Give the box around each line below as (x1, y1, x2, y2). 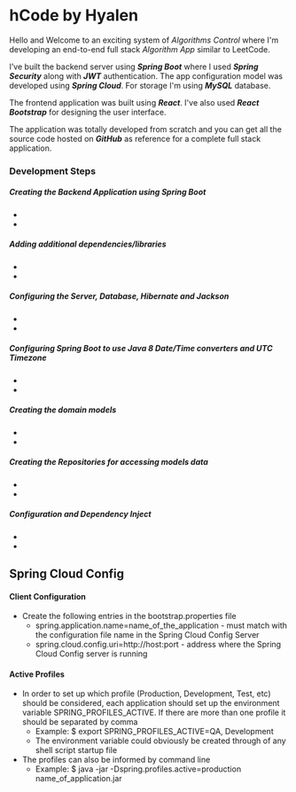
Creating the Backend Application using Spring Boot (9, 187, 206, 198)
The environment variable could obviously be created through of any (35, 735, 286, 746)
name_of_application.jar (35, 773, 122, 784)
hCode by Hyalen (9, 5, 139, 26)
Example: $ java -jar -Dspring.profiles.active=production (35, 764, 242, 774)
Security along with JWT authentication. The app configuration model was (9, 70, 284, 81)
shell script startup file (35, 745, 118, 756)
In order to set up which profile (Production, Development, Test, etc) (21, 688, 272, 699)
